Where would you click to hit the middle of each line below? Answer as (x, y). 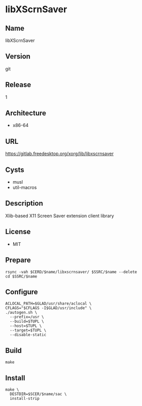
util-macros (25, 188)
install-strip (25, 398)
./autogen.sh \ (21, 313)
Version (18, 56)
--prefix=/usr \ (27, 317)
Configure (22, 292)
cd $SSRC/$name (21, 276)
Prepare (18, 260)
